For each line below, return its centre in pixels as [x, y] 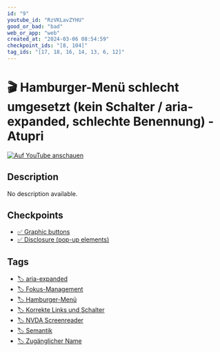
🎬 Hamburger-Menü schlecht [93, 88]
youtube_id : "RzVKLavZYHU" [46, 20]
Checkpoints [35, 216]
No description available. [42, 193]
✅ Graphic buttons [43, 232]
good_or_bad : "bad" [35, 26]
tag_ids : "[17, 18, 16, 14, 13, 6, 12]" [66, 52]
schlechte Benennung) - [143, 122]
